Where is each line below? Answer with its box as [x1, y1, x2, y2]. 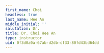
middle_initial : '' [5, 21, 47, 27]
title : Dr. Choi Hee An [5, 31, 56, 36]
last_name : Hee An [5, 17, 44, 22]
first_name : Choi [5, 7, 42, 13]
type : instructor [5, 36, 42, 41]
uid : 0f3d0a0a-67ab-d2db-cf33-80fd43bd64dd [5, 40, 99, 45]
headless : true [5, 12, 38, 17]
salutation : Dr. [5, 26, 40, 31]
